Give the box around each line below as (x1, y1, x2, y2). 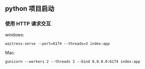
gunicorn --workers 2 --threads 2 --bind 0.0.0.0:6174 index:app (5, 59, 140, 64)
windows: (5, 32, 24, 37)
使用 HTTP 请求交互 (5, 20, 51, 27)
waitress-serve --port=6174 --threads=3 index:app (5, 41, 110, 46)
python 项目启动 (5, 4, 54, 13)
